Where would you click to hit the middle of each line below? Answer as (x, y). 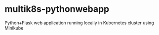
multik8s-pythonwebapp (57, 9)
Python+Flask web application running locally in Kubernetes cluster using (79, 23)
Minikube (14, 28)
